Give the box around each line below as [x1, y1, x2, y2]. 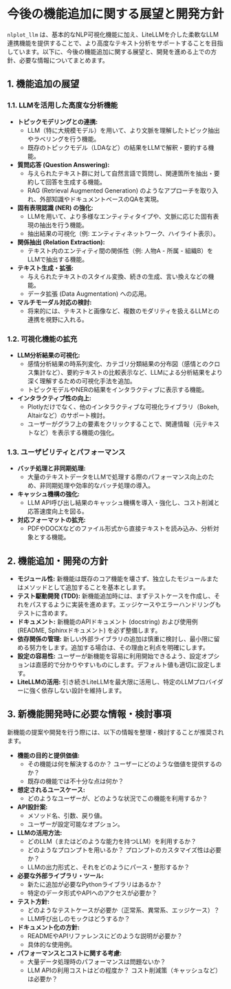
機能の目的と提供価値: [16, 751, 80, 759]
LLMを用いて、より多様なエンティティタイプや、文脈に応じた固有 [27, 212, 213, 220]
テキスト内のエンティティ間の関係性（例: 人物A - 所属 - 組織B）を [27, 246, 213, 254]
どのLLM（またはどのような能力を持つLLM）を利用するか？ [27, 837, 197, 845]
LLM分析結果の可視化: [16, 351, 80, 359]
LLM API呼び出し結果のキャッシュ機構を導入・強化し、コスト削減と [27, 499, 220, 507]
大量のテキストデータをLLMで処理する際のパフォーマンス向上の [27, 472, 208, 481]
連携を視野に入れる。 [27, 315, 88, 323]
